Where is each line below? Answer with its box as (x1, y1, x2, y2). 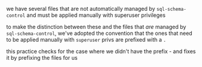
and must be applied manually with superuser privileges (27, 11, 166, 19)
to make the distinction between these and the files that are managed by (6, 24, 186, 30)
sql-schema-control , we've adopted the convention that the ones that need (6, 30, 193, 37)
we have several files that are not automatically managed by (6, 5, 156, 12)
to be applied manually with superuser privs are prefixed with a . (6, 36, 166, 43)
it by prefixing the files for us (6, 54, 78, 61)
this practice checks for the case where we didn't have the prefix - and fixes (6, 48, 196, 55)
